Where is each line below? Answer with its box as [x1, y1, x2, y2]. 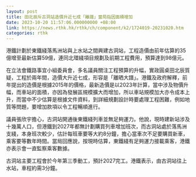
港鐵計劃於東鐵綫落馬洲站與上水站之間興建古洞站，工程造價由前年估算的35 [6, 47, 186, 54]
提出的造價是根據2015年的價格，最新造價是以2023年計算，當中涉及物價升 [10, 81, 188, 88]
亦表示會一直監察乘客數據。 [6, 145, 73, 152]
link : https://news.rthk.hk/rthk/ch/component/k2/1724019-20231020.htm [6, 25, 184, 31]
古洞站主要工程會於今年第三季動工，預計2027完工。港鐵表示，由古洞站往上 [6, 157, 187, 164]
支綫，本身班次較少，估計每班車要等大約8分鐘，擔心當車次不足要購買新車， [6, 130, 188, 137]
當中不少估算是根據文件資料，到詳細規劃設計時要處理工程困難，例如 [21, 96, 185, 103]
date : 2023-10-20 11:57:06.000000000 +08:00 [6, 19, 116, 25]
